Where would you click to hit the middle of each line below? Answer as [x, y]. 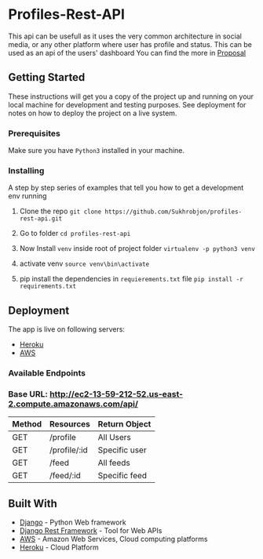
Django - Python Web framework [73, 522]
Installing [26, 170]
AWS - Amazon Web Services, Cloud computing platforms [113, 539]
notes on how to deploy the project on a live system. [93, 113]
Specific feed [122, 476]
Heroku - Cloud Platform [59, 547]
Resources [70, 424]
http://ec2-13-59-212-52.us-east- [116, 394]
